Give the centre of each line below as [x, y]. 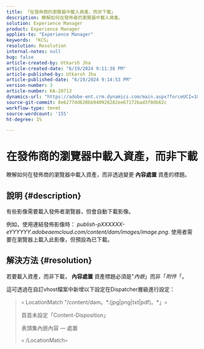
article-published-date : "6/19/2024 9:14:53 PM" [69, 80]
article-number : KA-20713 [39, 91]
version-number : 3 [29, 86]
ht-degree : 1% [24, 119]
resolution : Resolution [36, 46]
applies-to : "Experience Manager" [50, 35]
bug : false [20, 57]
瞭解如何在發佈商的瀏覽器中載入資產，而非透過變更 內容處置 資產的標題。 [98, 174]
